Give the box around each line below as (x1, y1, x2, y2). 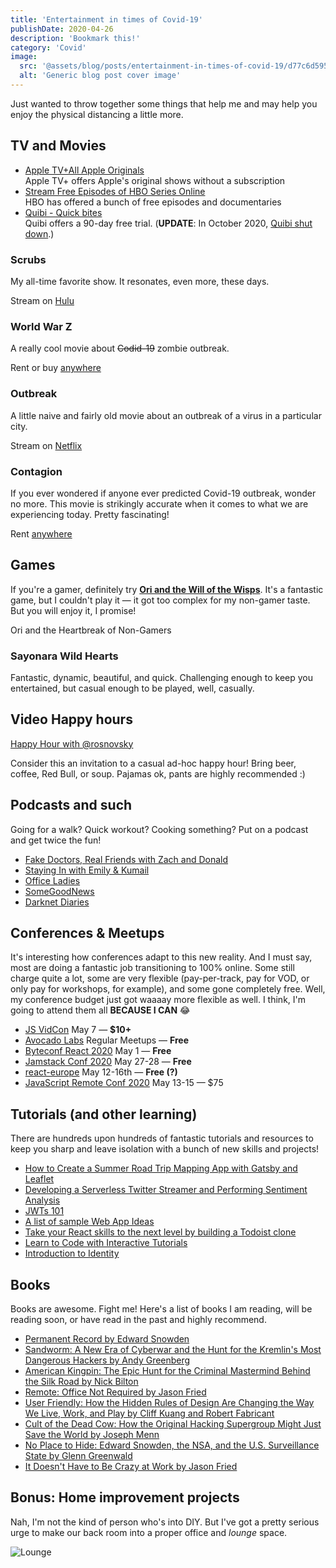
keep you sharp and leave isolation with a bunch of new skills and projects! (10, 1143, 320, 1155)
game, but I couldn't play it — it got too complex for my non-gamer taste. (10, 594, 311, 606)
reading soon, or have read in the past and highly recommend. (10, 1314, 267, 1326)
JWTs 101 (24, 1205, 65, 1217)
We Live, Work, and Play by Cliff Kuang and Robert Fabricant (24, 1407, 275, 1420)
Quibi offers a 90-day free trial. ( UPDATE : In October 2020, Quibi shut (24, 217, 313, 229)
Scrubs (10, 252, 47, 266)
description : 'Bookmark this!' (10, 33, 141, 43)
